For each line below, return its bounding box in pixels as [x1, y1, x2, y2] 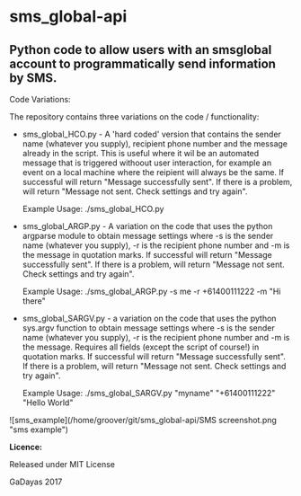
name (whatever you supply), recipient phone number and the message [22, 138, 288, 149]
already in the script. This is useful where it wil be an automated [22, 148, 260, 158]
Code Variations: [9, 94, 71, 104]
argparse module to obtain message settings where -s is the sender [22, 231, 274, 241]
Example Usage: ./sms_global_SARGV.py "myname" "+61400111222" [22, 388, 276, 398]
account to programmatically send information [9, 56, 277, 71]
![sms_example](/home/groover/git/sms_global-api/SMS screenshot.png [9, 415, 277, 425]
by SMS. [9, 70, 58, 85]
